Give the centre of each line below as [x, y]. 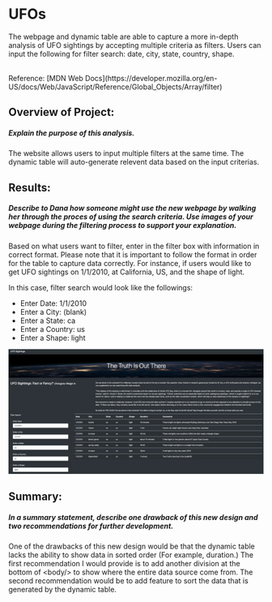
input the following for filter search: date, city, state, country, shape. [121, 54]
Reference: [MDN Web [46, 78]
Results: [30, 187]
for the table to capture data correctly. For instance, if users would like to [130, 263]
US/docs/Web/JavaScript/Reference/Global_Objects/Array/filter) [115, 87]
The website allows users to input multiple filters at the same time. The [126, 153]
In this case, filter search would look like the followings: [100, 287]
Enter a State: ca [48, 320]
